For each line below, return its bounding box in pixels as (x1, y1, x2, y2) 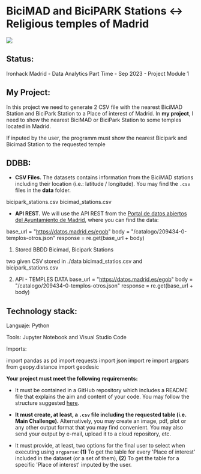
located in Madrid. (6, 122, 51, 130)
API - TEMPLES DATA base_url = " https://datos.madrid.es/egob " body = (14, 275, 193, 283)
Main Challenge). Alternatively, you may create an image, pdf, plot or (14, 417, 187, 425)
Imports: (6, 345, 27, 352)
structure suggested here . (14, 399, 80, 407)
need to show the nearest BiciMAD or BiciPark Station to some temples (6, 116, 182, 123)
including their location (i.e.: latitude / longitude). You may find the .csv (14, 180, 191, 188)
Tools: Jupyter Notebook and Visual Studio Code (6, 334, 127, 341)
